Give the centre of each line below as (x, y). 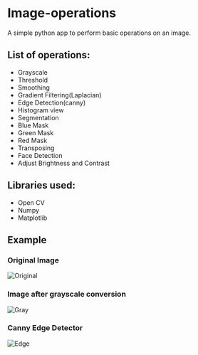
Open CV (31, 202)
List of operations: (49, 55)
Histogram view (41, 110)
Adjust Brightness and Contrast (64, 163)
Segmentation (38, 117)
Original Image (33, 260)
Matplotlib (32, 218)
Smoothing (33, 88)
